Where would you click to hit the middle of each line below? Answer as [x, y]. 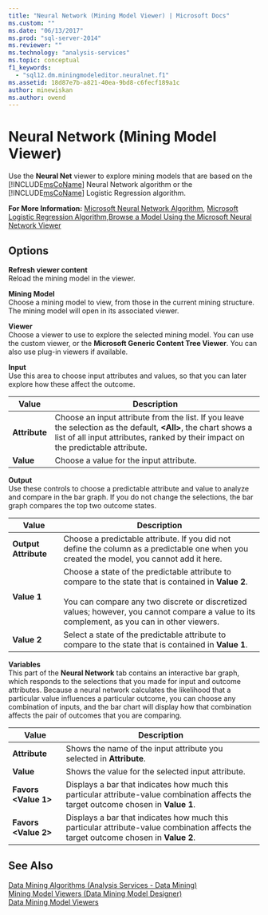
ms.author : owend [37, 97]
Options [29, 251]
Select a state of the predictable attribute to [145, 635]
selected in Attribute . [106, 758]
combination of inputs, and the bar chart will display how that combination [130, 707]
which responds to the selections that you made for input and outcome [125, 681]
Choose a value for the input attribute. [126, 460]
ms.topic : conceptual [44, 61]
